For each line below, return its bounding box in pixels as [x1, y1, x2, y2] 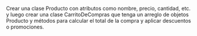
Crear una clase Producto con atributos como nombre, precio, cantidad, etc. [6, 5, 191, 12]
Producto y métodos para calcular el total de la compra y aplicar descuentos [6, 17, 191, 24]
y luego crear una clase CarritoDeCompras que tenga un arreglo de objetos [6, 11, 189, 18]
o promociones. [6, 23, 44, 30]
